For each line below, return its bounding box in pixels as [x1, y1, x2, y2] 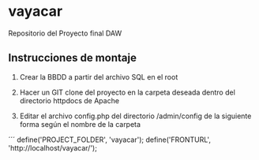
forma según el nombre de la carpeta [19, 119, 141, 128]
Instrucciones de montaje [8, 51, 137, 65]
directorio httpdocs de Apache [19, 95, 120, 105]
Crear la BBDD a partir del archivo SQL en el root [19, 72, 178, 81]
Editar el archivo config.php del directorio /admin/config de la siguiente [19, 111, 252, 121]
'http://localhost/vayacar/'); [8, 143, 97, 152]
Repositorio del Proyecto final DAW [8, 28, 122, 38]
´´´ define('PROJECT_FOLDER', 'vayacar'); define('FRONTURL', [8, 135, 212, 144]
